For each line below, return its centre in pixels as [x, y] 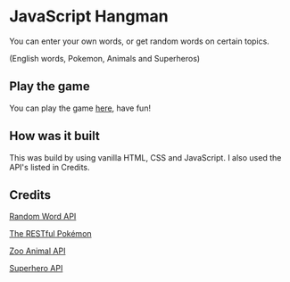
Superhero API [36, 269]
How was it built [54, 136]
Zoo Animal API [37, 251]
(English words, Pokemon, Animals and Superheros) [105, 58]
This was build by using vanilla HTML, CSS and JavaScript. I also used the [145, 157]
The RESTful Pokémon [50, 234]
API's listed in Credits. [50, 167]
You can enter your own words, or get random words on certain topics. [139, 41]
